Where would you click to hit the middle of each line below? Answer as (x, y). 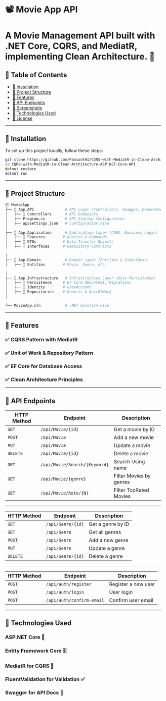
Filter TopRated (131, 490)
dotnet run (16, 173)
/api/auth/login (65, 592)
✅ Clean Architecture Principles (44, 379)
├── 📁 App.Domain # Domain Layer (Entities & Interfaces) (77, 260)
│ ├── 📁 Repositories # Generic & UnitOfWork (58, 292)
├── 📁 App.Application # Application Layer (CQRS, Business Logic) (82, 233)
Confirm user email (131, 600)
